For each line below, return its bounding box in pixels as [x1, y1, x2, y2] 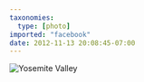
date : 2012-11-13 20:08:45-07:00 [9, 38, 136, 48]
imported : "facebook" [9, 30, 91, 39]
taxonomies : [9, 13, 54, 23]
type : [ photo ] [17, 22, 71, 31]
